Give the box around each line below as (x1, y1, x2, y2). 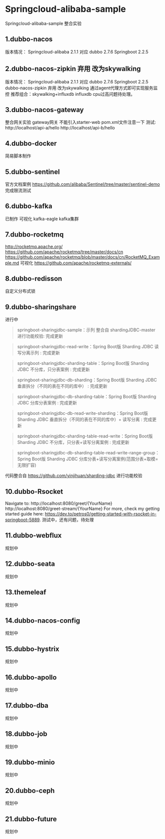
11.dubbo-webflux (5, 531, 62, 540)
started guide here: (5, 511, 44, 517)
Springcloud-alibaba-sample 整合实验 (5, 20, 82, 26)
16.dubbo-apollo (5, 673, 57, 681)
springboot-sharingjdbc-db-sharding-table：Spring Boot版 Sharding (17, 394, 157, 400)
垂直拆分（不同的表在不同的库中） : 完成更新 (17, 383, 107, 389)
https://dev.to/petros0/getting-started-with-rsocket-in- (45, 511, 157, 517)
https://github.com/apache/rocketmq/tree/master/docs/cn (5, 248, 123, 255)
